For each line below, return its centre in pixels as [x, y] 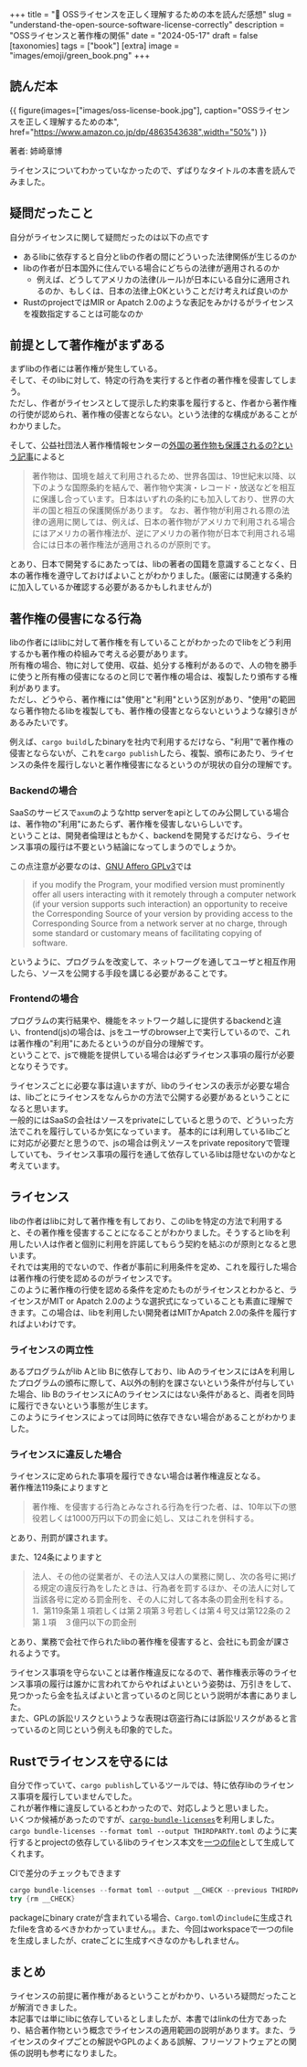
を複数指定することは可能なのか [83, 314]
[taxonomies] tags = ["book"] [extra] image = [95, 46]
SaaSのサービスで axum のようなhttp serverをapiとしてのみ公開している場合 [149, 812]
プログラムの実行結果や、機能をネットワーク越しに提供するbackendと [142, 1020]
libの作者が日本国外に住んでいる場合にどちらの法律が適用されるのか [151, 268]
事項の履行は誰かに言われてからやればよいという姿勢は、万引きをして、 [161, 1684]
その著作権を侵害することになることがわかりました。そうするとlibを [153, 1232]
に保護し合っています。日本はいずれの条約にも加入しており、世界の [159, 499]
